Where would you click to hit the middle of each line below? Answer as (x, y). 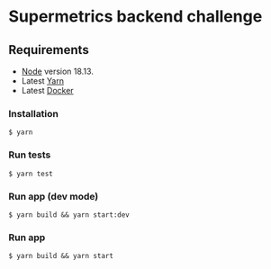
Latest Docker (47, 90)
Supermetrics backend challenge (135, 17)
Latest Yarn (43, 81)
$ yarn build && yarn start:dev (69, 215)
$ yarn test (31, 174)
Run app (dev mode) (54, 196)
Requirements (49, 50)
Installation (34, 113)
